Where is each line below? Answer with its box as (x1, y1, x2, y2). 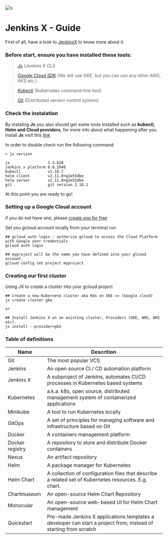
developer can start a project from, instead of (46, 519, 153, 526)
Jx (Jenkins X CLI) (17, 63, 56, 69)
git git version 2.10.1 (5, 182, 88, 187)
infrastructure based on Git (46, 423, 110, 430)
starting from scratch (46, 526, 96, 533)
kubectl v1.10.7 (5, 169, 64, 174)
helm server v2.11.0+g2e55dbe (5, 178, 84, 183)
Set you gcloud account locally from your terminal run (5, 224, 116, 230)
